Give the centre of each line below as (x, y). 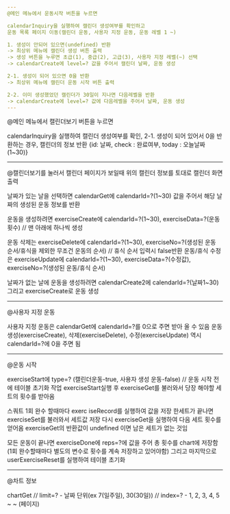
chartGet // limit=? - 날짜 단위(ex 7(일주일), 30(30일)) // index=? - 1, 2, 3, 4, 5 (114, 495)
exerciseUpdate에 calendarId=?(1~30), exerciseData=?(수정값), (103, 259)
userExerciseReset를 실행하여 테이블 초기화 (66, 460)
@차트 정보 (22, 481)
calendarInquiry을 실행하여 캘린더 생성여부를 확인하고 (76, 26)
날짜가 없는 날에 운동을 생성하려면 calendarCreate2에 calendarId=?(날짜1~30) (113, 282)
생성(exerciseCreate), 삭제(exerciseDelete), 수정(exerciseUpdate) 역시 (104, 335)
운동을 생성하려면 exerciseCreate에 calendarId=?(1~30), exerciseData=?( (108, 219)
